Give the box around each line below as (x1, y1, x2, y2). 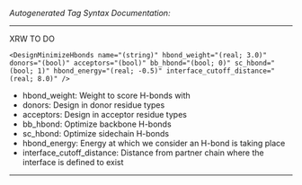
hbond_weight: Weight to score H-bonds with (22, 90, 191, 101)
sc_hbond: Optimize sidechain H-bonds (22, 128, 169, 138)
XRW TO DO (9, 33, 56, 44)
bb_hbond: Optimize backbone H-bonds (22, 119, 173, 129)
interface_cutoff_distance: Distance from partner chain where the (22, 147, 264, 158)
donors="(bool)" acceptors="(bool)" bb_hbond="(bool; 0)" (9, 58, 231, 67)
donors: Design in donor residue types (22, 100, 165, 110)
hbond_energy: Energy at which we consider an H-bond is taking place (22, 138, 286, 148)
